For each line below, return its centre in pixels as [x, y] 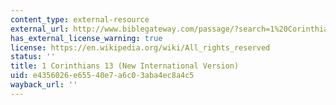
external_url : [40, 29]
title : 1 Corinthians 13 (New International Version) [125, 66]
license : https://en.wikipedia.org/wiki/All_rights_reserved [140, 47]
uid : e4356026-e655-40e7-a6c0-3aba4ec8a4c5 [102, 76]
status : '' [33, 57]
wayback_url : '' [44, 85]
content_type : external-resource [80, 19]
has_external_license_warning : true [86, 38]
